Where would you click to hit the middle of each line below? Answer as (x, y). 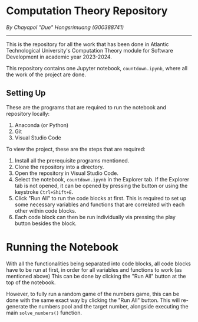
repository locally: (28, 113)
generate (17, 306)
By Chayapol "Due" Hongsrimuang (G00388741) (65, 27)
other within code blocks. (45, 210)
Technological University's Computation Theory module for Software (90, 50)
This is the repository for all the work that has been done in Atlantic (88, 44)
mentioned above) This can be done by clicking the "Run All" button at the (96, 276)
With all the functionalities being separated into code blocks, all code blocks (99, 264)
